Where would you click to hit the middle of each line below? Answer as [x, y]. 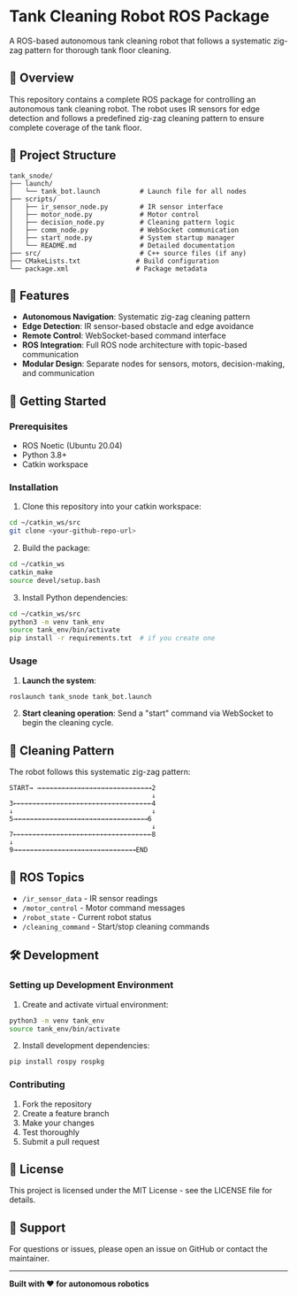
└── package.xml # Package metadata [108, 268]
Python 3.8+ [45, 455]
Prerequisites [38, 426]
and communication [58, 373]
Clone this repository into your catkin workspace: [111, 507]
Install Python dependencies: [75, 597]
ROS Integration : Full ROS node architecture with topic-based [134, 345]
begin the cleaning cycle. [68, 723]
